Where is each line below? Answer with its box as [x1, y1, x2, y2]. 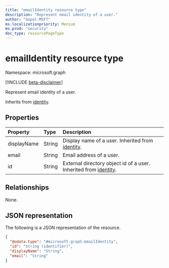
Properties [5, 113, 39, 122]
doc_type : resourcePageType [5, 31, 64, 36]
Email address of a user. [62, 151, 120, 158]
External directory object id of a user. [62, 160, 150, 167]
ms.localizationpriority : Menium [5, 21, 75, 27]
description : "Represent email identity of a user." [5, 12, 118, 17]
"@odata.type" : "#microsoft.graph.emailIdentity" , [10, 239, 118, 244]
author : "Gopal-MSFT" [5, 17, 51, 22]
